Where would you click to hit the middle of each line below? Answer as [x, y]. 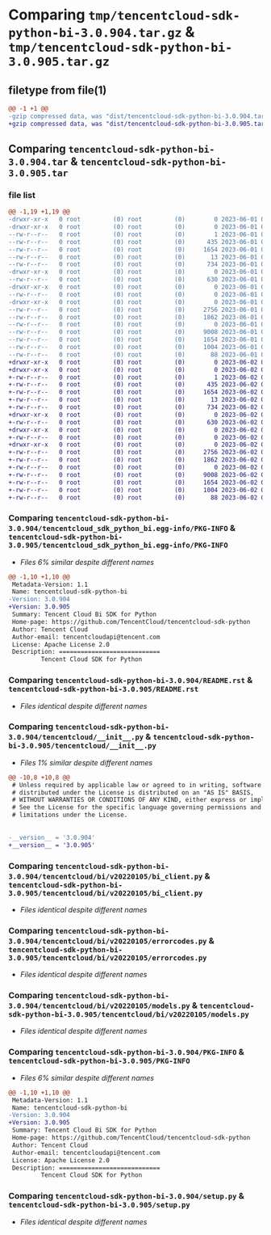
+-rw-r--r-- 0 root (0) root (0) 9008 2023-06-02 [133, 474]
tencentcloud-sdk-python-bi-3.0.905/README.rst [104, 689]
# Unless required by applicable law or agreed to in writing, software [137, 785]
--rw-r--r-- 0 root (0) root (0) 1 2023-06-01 [133, 234]
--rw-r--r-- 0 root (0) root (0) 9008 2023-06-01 [133, 332]
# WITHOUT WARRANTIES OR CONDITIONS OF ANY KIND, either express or [129, 800]
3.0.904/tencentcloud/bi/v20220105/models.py [100, 1006]
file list [22, 195]
